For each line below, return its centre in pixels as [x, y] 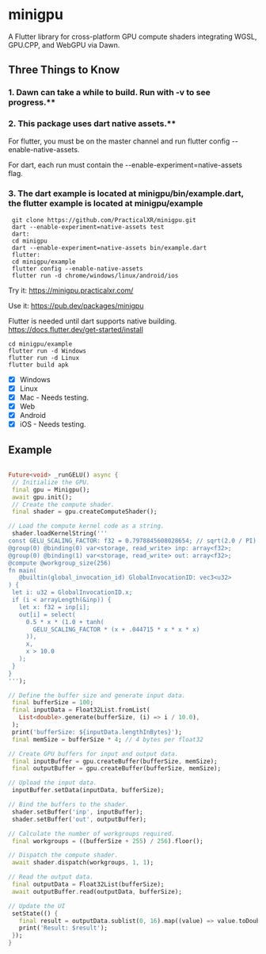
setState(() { [35, 914]
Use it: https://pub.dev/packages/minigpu [76, 305]
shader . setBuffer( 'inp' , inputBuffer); [78, 812]
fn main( [23, 570]
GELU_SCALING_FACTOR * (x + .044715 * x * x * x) [116, 629]
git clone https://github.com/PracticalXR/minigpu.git [104, 220]
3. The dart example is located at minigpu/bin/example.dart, [126, 193]
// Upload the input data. [53, 783]
